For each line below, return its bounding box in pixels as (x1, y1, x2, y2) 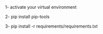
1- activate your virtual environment (5, 4, 77, 10)
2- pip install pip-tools (5, 14, 50, 19)
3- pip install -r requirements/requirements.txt (5, 23, 98, 29)
